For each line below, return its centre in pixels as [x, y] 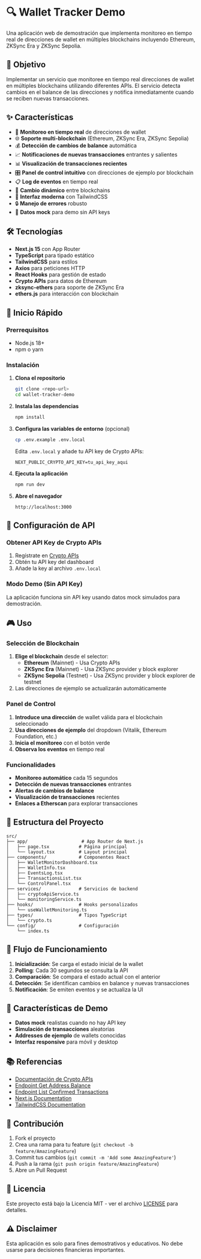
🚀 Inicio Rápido [34, 313]
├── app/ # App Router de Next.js [75, 841]
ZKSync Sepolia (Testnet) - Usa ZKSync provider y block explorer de [109, 676]
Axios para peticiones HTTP [50, 268]
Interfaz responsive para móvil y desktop [66, 1042]
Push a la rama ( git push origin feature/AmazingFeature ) [87, 1164]
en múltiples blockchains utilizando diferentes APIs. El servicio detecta [94, 85]
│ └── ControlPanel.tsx [38, 883]
